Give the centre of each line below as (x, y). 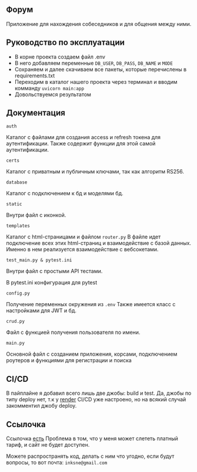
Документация (36, 113)
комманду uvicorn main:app (49, 88)
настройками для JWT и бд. (41, 311)
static (14, 204)
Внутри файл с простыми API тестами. (54, 271)
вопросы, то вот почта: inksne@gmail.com (57, 463)
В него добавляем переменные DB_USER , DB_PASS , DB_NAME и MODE (94, 63)
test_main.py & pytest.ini (39, 260)
